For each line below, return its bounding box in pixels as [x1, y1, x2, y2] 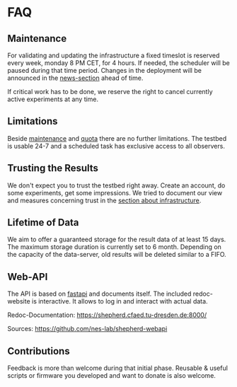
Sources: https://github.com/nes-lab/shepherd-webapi [7, 325, 168, 333]
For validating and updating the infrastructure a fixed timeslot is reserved [7, 51, 220, 59]
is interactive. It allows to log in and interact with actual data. [31, 297, 208, 306]
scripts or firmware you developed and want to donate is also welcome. [7, 371, 216, 380]
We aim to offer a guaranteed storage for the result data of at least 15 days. [7, 235, 226, 244]
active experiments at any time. [7, 95, 99, 103]
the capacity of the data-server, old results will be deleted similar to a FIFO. [7, 250, 226, 259]
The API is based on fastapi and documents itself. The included [7, 289, 192, 298]
